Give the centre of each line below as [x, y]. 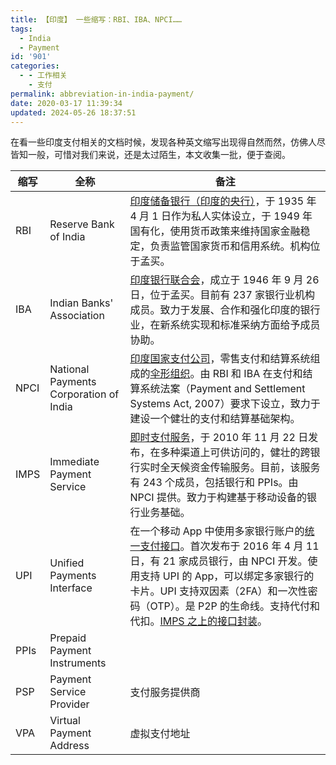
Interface [71, 588]
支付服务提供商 [165, 693]
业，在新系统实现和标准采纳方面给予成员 [225, 325]
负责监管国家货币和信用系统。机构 [230, 246]
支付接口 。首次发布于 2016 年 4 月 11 [229, 546]
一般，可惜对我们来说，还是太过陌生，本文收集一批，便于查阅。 [159, 155]
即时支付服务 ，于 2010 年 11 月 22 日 [219, 438]
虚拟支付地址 [160, 734]
